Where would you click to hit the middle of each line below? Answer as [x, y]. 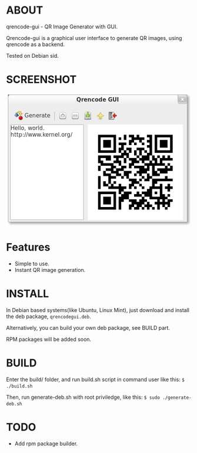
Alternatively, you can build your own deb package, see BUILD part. [88, 327]
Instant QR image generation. [50, 270]
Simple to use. [32, 264]
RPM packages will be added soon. [49, 339]
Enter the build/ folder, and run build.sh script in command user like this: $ [96, 379]
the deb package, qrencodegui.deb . [49, 316]
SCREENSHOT [41, 80]
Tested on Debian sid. [32, 55]
